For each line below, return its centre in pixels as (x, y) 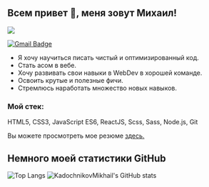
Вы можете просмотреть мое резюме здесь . (76, 136)
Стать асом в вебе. (47, 65)
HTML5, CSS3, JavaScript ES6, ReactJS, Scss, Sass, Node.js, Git (103, 122)
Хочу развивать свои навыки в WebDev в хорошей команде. (110, 73)
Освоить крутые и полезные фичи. (70, 80)
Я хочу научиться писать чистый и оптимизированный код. (108, 57)
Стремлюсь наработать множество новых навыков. (97, 88)
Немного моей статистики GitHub (87, 158)
